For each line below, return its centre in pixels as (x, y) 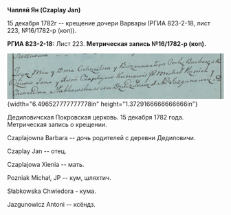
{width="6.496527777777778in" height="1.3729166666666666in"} (102, 104)
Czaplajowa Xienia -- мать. (46, 165)
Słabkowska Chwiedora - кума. (52, 191)
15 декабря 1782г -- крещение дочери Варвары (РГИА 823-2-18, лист (109, 23)
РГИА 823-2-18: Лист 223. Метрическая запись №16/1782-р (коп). (107, 44)
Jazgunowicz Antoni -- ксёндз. (52, 205)
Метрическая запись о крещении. (57, 125)
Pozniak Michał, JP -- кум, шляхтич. (59, 178)
